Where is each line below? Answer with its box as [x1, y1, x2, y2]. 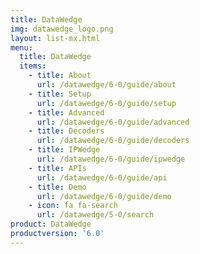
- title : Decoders [28, 126, 105, 136]
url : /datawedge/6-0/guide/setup [36, 98, 177, 108]
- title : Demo [28, 182, 87, 192]
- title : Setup [28, 89, 92, 99]
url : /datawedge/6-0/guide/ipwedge [36, 154, 186, 164]
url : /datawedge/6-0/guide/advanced [36, 117, 190, 127]
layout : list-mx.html [10, 33, 101, 43]
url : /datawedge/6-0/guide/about [36, 80, 177, 90]
